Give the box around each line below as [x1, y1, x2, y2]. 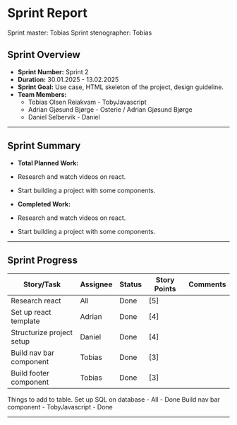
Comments [188, 279, 226, 289]
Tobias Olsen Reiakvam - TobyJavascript [28, 98, 147, 106]
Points [154, 284, 176, 294]
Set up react [11, 308, 51, 318]
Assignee [80, 279, 113, 289]
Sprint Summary [7, 140, 81, 152]
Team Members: [17, 90, 67, 98]
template [11, 316, 40, 326]
